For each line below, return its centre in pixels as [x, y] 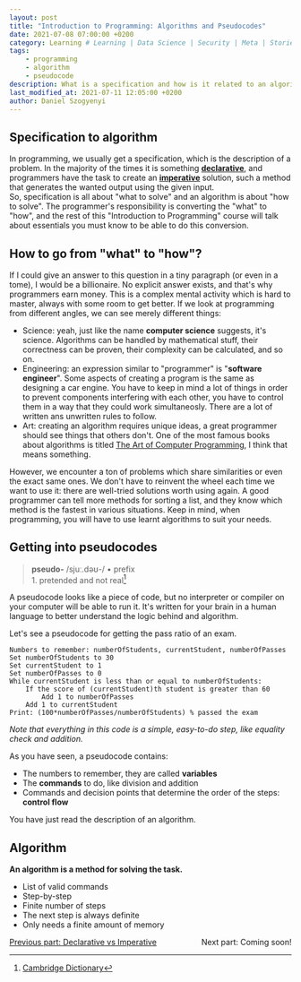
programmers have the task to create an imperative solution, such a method [150, 178]
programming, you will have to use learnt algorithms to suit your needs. [141, 519]
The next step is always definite [81, 916]
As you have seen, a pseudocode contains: [89, 756]
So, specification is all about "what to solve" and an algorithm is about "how [149, 197]
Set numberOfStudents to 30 [62, 658]
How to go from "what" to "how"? [106, 253]
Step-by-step [47, 896]
